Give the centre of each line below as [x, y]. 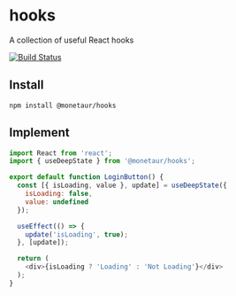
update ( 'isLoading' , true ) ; [76, 234]
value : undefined [57, 202]
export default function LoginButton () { [87, 177]
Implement [39, 132]
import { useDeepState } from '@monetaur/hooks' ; [103, 161]
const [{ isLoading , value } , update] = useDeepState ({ [122, 186]
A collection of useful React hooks [72, 40]
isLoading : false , [59, 194]
